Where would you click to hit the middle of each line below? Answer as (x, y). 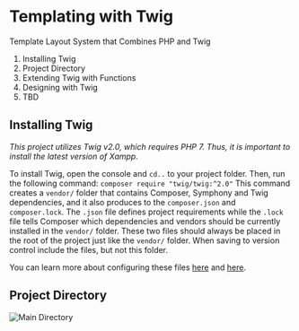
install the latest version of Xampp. (74, 156)
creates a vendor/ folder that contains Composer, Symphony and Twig (139, 192)
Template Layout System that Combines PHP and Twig (110, 41)
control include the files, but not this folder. (89, 249)
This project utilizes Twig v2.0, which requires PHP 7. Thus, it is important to (150, 146)
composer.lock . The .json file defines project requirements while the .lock (146, 212)
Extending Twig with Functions (79, 77)
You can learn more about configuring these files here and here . (128, 267)
